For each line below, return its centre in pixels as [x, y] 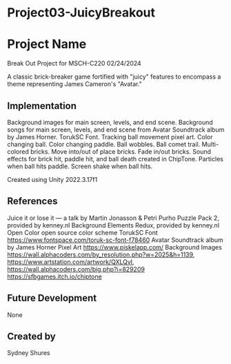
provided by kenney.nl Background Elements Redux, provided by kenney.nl [113, 225]
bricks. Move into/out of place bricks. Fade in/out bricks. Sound [121, 151]
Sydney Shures [29, 353]
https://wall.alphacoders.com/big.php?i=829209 [76, 269]
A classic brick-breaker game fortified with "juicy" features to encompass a [114, 77]
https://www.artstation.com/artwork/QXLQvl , [71, 262]
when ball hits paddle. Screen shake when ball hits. [80, 166]
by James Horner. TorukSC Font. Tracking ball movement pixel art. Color [110, 136]
